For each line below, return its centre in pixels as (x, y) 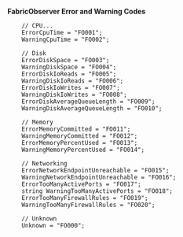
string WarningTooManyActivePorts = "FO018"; (97, 191)
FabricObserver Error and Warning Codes (77, 11)
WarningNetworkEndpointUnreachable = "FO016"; (99, 177)
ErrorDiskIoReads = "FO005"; (69, 74)
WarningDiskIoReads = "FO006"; (73, 81)
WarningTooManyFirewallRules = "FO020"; (88, 205)
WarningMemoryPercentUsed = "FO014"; (83, 150)
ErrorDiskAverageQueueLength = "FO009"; (88, 102)
